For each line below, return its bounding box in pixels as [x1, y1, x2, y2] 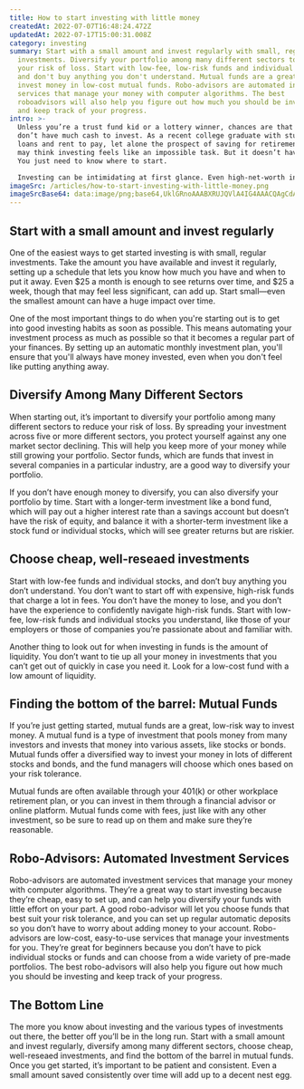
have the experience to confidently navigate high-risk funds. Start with [9, 604, 273, 615]
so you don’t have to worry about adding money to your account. [9, 923, 252, 934]
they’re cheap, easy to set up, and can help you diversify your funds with [9, 894, 282, 905]
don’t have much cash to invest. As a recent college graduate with [17, 131, 281, 140]
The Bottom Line [9, 997, 104, 1013]
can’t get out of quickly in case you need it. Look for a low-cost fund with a [9, 660, 290, 671]
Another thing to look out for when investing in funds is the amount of [9, 641, 269, 652]
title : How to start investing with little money [9, 13, 201, 23]
